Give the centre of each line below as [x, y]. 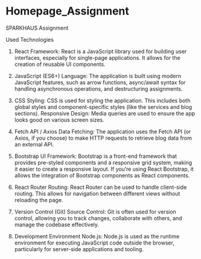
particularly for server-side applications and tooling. [79, 249]
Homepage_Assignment [67, 11]
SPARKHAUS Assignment [37, 28]
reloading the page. [39, 200]
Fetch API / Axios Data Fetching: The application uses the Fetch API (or [103, 131]
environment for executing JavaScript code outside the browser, [94, 243]
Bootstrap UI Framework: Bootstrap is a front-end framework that [96, 156]
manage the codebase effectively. [57, 225]
